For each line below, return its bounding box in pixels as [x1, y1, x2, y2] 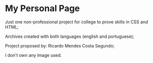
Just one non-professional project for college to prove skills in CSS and [5, 19, 148, 25]
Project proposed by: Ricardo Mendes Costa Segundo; [5, 43, 115, 48]
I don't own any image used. [5, 52, 62, 58]
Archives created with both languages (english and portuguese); [5, 33, 134, 39]
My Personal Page [5, 3, 80, 14]
